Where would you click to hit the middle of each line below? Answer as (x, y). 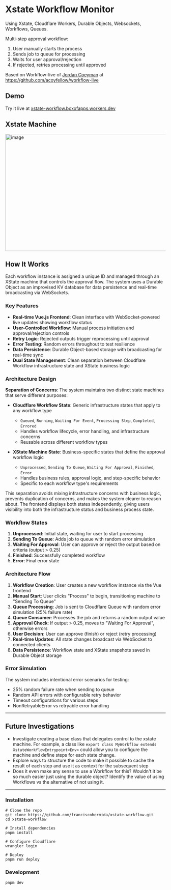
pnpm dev (15, 883)
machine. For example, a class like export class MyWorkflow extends (84, 744)
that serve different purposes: (36, 395)
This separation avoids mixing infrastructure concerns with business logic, (83, 493)
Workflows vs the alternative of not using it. (58, 782)
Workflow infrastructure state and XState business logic (71, 365)
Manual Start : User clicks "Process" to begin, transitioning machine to (86, 596)
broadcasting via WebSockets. (37, 293)
